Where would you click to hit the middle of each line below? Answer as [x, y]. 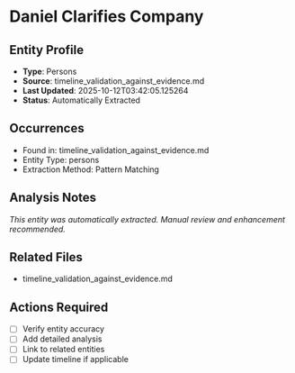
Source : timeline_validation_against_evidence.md [113, 81]
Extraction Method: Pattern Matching [91, 169]
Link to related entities [63, 350]
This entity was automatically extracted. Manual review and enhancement [147, 219]
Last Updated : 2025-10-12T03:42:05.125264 [105, 91]
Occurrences [47, 128]
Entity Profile [46, 50]
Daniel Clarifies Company [107, 17]
